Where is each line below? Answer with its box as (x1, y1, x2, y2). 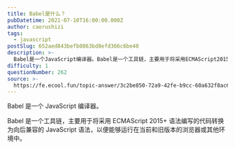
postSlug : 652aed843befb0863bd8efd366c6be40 (7, 43, 139, 50)
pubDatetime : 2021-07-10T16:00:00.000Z (7, 17, 124, 24)
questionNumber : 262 (7, 69, 68, 76)
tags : (7, 29, 23, 37)
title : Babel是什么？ (7, 10, 66, 17)
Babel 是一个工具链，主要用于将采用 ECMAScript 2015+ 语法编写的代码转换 (7, 117, 225, 125)
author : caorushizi (7, 23, 64, 30)
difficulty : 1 (7, 62, 49, 69)
